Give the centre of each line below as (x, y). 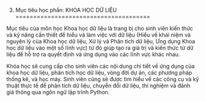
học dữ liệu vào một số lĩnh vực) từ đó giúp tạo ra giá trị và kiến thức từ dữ (100, 48)
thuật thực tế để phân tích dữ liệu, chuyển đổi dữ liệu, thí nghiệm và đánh (99, 86)
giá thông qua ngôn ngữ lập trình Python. (58, 92)
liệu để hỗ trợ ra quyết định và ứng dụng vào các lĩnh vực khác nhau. (93, 54)
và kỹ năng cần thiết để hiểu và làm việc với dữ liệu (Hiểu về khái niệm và (99, 35)
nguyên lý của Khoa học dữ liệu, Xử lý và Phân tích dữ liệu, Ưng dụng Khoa (101, 41)
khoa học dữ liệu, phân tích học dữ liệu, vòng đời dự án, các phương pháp (99, 73)
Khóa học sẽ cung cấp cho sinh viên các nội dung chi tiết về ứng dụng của (100, 66)
